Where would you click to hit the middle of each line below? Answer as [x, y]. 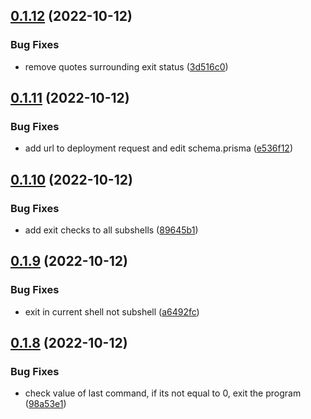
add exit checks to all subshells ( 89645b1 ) [111, 230]
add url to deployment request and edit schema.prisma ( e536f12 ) [159, 148]
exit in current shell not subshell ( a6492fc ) [112, 311]
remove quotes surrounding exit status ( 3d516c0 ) [126, 66]
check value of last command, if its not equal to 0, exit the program [163, 393]
